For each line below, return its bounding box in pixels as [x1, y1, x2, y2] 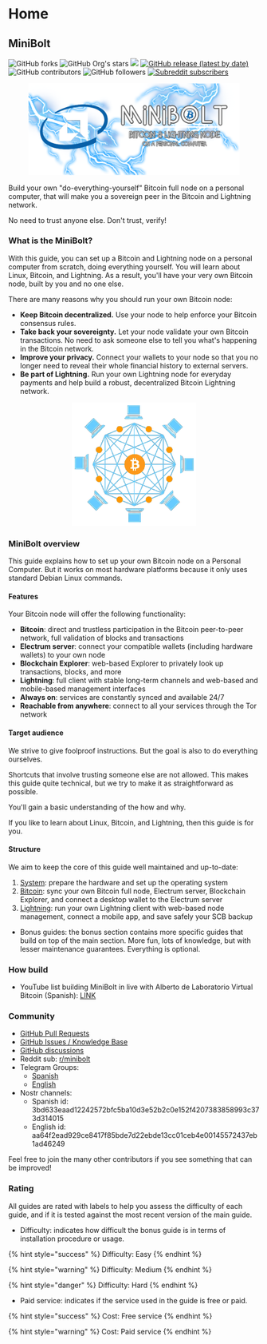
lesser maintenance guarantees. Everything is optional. [19, 944, 201, 953]
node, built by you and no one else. [8, 279, 124, 288]
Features [8, 591, 38, 601]
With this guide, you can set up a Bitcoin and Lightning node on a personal [8, 253, 253, 263]
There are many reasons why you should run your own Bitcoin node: [8, 294, 233, 304]
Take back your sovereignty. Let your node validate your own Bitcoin [19, 327, 249, 336]
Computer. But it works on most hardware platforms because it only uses [8, 565, 248, 575]
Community [8, 1010, 55, 1021]
